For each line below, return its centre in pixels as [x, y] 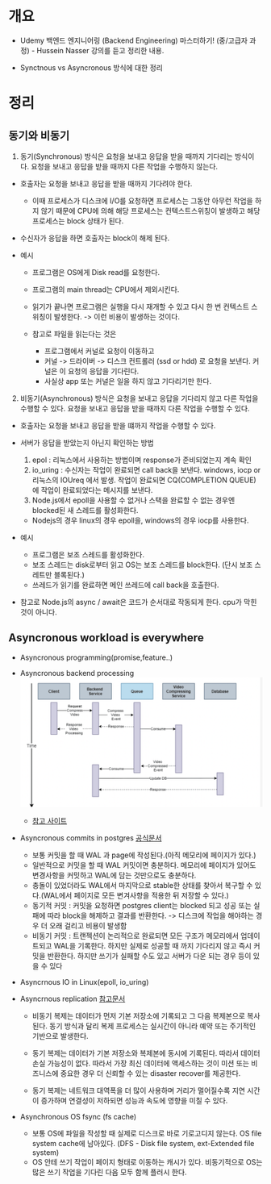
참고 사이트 [49, 821]
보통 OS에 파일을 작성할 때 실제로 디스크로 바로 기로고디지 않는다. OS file [147, 1133]
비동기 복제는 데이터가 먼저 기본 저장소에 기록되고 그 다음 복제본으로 [139, 1016]
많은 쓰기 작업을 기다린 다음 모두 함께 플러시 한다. [109, 1172]
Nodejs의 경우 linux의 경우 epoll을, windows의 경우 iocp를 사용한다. [140, 520]
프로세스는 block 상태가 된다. [78, 221]
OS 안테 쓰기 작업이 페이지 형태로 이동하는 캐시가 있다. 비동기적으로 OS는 [147, 1162]
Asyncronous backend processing [77, 673]
